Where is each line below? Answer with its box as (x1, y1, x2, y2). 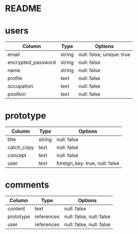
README (5, 3, 42, 14)
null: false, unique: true (78, 51, 130, 58)
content (7, 205, 25, 212)
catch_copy (7, 144, 34, 151)
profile (7, 75, 23, 82)
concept (7, 152, 27, 159)
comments (5, 179, 50, 191)
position (7, 91, 26, 97)
